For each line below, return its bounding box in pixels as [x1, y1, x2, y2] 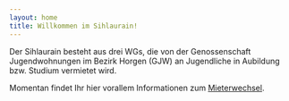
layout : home [9, 13, 58, 22]
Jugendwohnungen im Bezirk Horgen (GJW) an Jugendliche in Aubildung [9, 55, 280, 66]
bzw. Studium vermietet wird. [9, 64, 117, 76]
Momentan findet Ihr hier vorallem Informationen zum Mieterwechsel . [9, 82, 265, 93]
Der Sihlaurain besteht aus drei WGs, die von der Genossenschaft [9, 46, 251, 56]
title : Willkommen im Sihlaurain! [9, 21, 139, 30]
